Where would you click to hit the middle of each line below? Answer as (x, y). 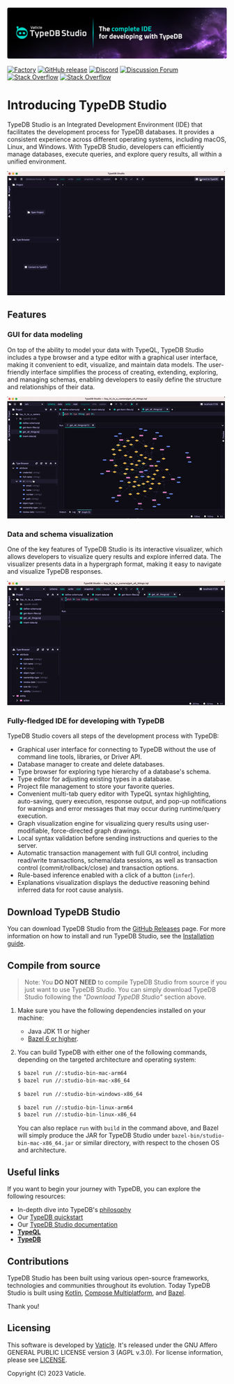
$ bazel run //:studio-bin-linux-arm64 (75, 1108)
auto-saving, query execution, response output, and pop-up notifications (122, 801)
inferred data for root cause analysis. (70, 890)
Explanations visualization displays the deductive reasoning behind (114, 883)
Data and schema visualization (60, 534)
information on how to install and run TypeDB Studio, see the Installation (111, 936)
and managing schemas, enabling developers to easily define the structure (114, 379)
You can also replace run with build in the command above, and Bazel (118, 1128)
